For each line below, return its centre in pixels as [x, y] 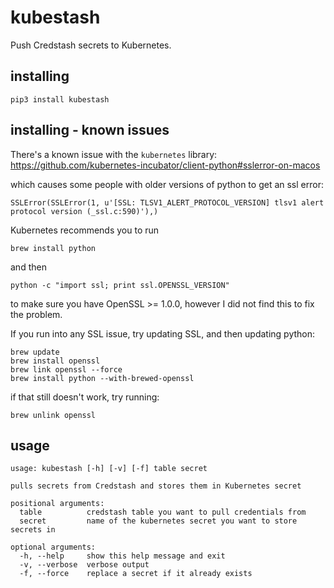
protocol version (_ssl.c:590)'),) [84, 211]
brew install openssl [55, 361]
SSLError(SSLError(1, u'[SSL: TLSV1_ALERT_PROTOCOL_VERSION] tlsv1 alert [167, 202]
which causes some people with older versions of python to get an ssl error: [167, 184]
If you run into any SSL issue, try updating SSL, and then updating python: [163, 333]
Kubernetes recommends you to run [85, 230]
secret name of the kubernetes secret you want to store [158, 521]
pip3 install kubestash [60, 99]
